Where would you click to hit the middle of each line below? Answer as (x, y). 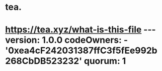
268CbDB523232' (44, 61)
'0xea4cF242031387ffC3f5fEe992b (81, 51)
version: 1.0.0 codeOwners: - (67, 40)
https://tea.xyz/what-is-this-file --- (81, 30)
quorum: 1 (105, 61)
